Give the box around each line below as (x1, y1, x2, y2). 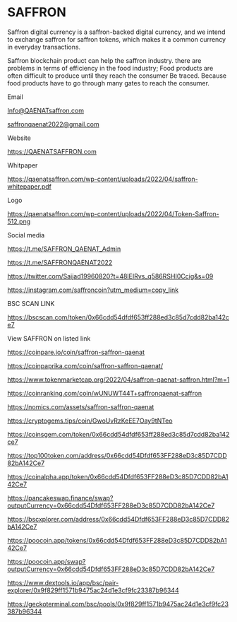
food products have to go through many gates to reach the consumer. (7, 78, 210, 87)
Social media (7, 230, 45, 239)
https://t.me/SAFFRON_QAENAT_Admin (7, 245, 121, 253)
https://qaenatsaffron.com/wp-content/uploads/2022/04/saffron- (7, 175, 199, 183)
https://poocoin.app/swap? (7, 557, 86, 565)
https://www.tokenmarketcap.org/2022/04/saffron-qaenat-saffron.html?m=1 (7, 375, 230, 384)
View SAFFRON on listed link (7, 334, 91, 343)
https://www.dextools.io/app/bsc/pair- (7, 578, 119, 587)
